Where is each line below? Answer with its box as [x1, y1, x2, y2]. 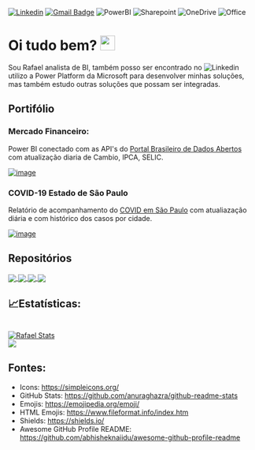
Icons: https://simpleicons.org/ [19, 382, 120, 392]
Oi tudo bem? [8, 36, 98, 54]
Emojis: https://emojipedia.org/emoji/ [19, 399, 140, 408]
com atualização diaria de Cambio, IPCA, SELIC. [8, 152, 164, 162]
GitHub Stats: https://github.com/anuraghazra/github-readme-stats [19, 391, 238, 400]
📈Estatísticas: [8, 297, 81, 311]
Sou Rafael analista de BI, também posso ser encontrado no [8, 62, 202, 72]
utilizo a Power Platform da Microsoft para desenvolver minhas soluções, [8, 71, 245, 81]
